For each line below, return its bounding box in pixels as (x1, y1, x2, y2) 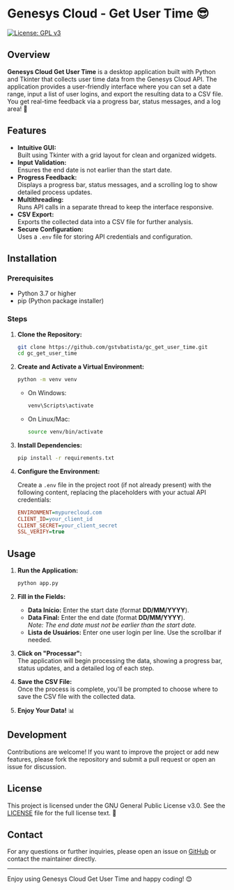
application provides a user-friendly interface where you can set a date (7, 82, 211, 91)
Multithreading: (17, 195, 64, 204)
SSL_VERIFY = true (17, 528, 65, 535)
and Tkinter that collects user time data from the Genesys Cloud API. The (7, 75, 217, 83)
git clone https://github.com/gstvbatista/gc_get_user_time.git (17, 343, 208, 350)
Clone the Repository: (17, 330, 82, 339)
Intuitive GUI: (17, 143, 57, 151)
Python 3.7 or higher (17, 289, 77, 298)
